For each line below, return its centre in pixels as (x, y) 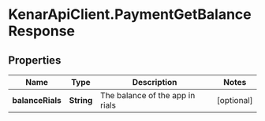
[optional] (235, 100)
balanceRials (37, 100)
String (81, 100)
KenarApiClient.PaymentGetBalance (130, 15)
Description (155, 82)
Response (42, 31)
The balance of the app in (147, 95)
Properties (35, 60)
